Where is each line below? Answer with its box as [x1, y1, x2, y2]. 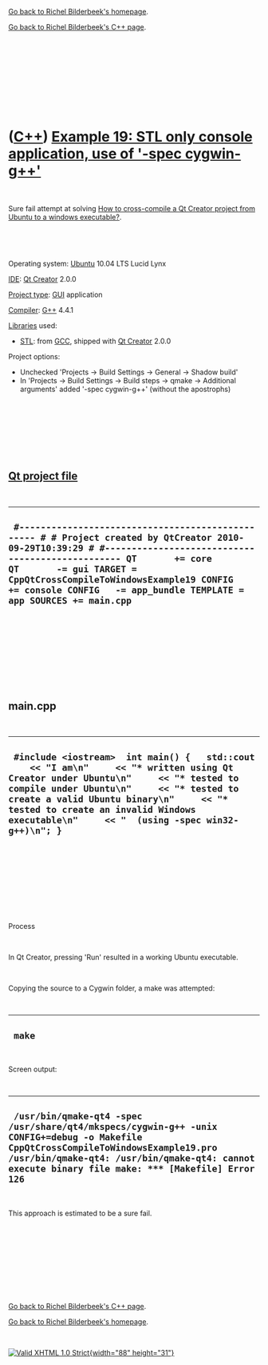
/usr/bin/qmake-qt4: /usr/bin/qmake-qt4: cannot [8, 1152, 255, 1164]
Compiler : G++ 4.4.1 [8, 305, 74, 314]
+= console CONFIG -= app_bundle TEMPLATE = [8, 584, 245, 596]
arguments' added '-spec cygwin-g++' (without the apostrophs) [19, 384, 231, 394]
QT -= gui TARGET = [8, 563, 137, 575]
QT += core [126, 553, 213, 565]
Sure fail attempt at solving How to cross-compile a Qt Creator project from [8, 203, 255, 213]
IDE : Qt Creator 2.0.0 [8, 274, 77, 283]
